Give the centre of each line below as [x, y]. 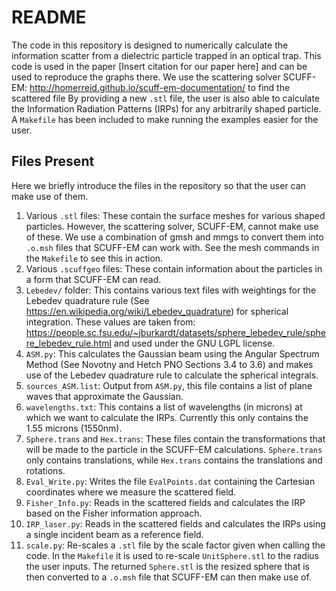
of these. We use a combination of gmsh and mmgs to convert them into [174, 237]
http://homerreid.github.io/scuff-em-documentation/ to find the [160, 87]
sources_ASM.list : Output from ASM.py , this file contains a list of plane [169, 385]
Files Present [53, 161]
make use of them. [50, 196]
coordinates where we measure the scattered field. [131, 492]
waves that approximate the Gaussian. [104, 396]
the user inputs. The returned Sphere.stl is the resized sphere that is [167, 566]
